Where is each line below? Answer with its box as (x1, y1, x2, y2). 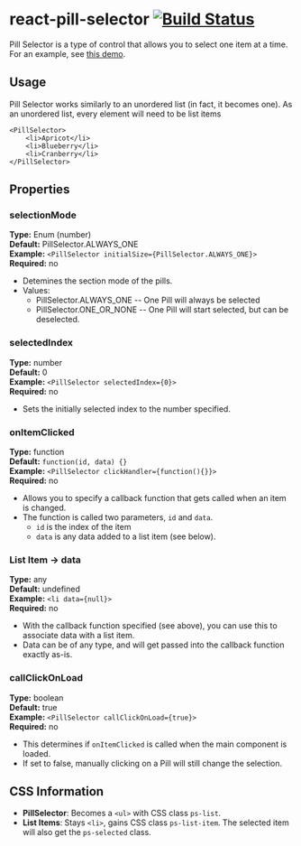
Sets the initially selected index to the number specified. (22, 403, 232, 414)
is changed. (22, 502, 67, 514)
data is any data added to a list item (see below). (35, 531, 216, 542)
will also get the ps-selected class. (22, 827, 151, 838)
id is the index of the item (35, 522, 132, 533)
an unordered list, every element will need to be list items (9, 108, 222, 119)
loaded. (22, 748, 51, 758)
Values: (22, 285, 50, 296)
